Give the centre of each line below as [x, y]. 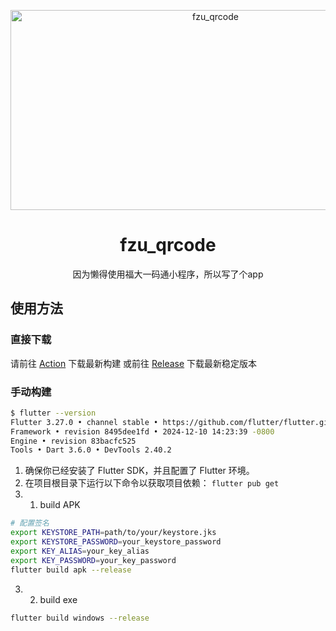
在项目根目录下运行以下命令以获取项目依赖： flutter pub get [152, 483]
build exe [58, 599]
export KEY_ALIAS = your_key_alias [80, 551]
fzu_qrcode [168, 245]
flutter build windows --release [80, 618]
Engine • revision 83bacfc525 [73, 441]
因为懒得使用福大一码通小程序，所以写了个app [168, 274]
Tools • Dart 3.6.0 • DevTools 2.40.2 [91, 450]
